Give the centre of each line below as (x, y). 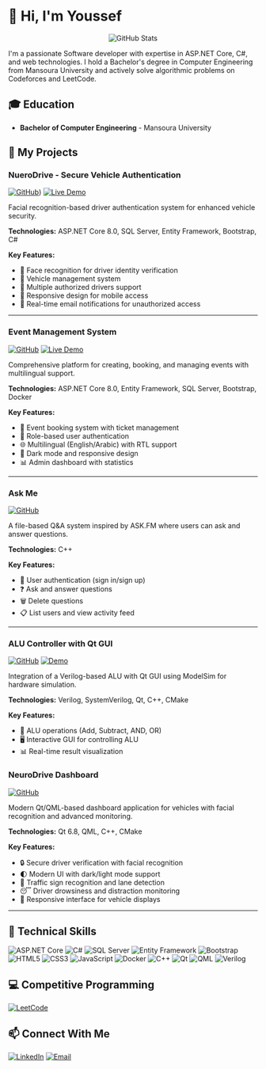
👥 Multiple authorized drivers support (80, 287)
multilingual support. (42, 373)
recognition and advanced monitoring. (70, 816)
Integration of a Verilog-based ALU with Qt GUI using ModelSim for (118, 676)
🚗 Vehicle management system (70, 279)
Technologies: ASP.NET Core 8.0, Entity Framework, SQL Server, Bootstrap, (133, 388)
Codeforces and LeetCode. (52, 78)
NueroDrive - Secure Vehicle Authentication (95, 175)
